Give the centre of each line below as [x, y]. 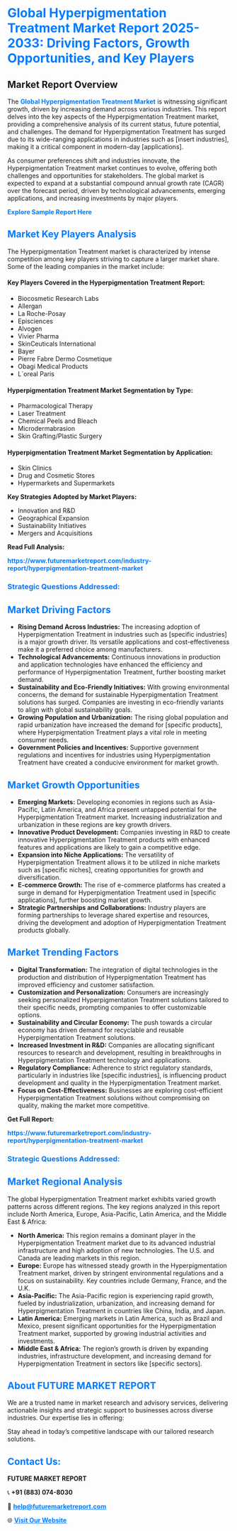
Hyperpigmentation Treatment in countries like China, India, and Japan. [121, 1310]
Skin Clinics [35, 468]
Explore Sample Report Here [50, 212]
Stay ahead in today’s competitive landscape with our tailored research [111, 1432]
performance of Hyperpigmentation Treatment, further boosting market [122, 672]
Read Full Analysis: [36, 547]
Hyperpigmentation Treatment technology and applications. [105, 1060]
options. [29, 1015]
